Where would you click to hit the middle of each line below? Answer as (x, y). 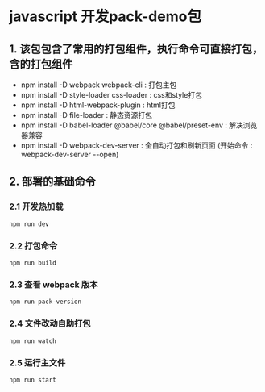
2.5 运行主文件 (37, 362)
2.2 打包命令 (33, 245)
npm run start (33, 380)
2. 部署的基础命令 (52, 182)
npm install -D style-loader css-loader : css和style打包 (111, 95)
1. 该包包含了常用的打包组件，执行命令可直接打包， (136, 49)
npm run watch (33, 341)
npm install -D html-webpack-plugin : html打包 (98, 105)
